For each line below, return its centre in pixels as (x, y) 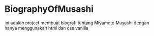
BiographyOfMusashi (49, 9)
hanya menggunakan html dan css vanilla (46, 28)
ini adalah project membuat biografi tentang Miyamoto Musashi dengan (77, 23)
